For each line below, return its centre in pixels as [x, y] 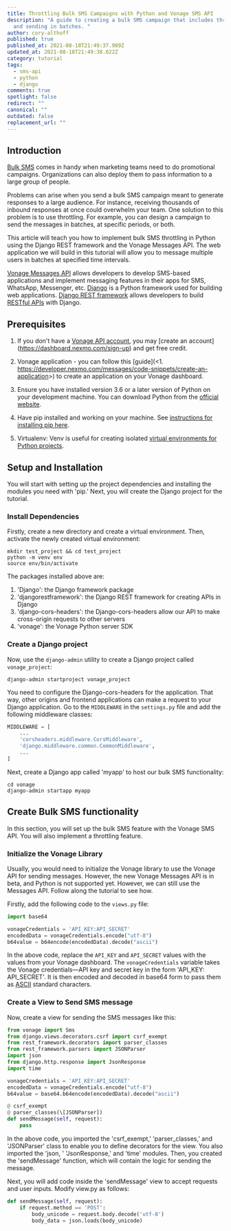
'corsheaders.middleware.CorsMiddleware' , [81, 740]
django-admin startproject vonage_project [69, 679]
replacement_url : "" [37, 122]
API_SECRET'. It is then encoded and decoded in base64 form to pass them [114, 977]
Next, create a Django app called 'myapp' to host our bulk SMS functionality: [115, 772]
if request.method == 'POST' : [63, 1208]
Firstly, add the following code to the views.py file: [78, 904]
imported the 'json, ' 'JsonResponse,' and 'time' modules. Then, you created [114, 1153]
